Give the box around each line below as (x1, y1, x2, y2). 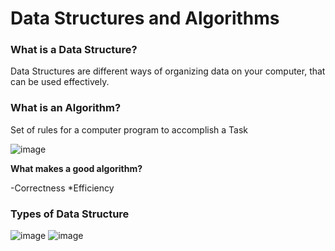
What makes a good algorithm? (10, 162, 143, 174)
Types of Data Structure (10, 207, 130, 221)
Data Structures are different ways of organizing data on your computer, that (10, 65, 326, 77)
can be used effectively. (10, 76, 110, 88)
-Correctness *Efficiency (10, 182, 115, 194)
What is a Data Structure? (10, 43, 138, 57)
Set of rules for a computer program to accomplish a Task (10, 123, 249, 136)
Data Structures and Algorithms (10, 7, 280, 30)
